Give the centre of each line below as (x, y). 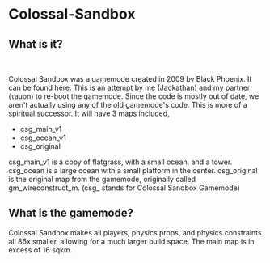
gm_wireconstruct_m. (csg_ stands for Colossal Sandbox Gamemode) (124, 188)
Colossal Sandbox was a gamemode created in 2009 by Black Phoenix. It (130, 79)
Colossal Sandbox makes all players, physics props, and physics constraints (135, 232)
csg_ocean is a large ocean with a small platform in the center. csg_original (133, 170)
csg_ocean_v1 (43, 138)
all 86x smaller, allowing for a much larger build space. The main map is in (131, 241)
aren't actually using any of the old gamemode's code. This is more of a (128, 105)
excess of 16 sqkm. (40, 250)
